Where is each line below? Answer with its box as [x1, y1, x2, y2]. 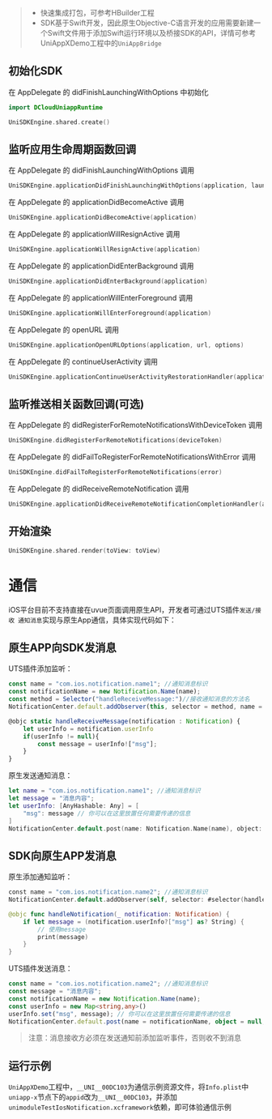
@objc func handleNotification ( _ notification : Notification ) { [8, 910, 230, 918]
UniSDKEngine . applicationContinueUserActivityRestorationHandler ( [8, 373, 237, 381]
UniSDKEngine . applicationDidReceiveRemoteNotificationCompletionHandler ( [8, 500, 263, 509]
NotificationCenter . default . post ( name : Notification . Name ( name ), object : [8, 824, 263, 833]
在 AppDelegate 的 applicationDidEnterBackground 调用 [8, 261, 194, 271]
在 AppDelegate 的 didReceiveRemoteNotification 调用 [8, 484, 189, 493]
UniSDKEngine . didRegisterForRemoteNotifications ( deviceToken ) [8, 437, 223, 445]
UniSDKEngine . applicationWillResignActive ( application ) [8, 246, 201, 254]
